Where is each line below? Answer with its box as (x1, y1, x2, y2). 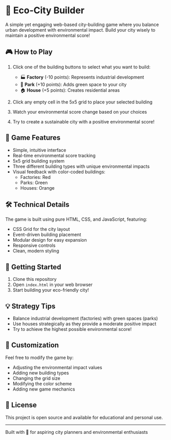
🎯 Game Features (5, 134, 61, 142)
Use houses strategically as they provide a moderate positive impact (12, 321, 157, 327)
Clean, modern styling (12, 248, 60, 254)
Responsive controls (12, 242, 56, 249)
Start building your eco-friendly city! (12, 287, 89, 293)
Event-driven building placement (12, 231, 81, 238)
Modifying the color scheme (12, 380, 72, 386)
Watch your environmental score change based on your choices (12, 109, 147, 115)
